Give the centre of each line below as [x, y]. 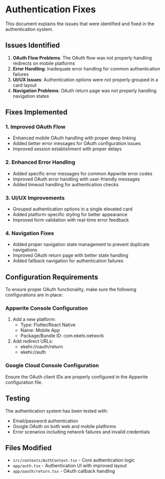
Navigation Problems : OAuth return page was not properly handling [85, 91]
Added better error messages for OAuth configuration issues [77, 144]
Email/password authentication [45, 421]
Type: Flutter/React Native [48, 325]
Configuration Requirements [52, 277]
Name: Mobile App [40, 330]
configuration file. [24, 382]
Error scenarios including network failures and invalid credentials [81, 432]
